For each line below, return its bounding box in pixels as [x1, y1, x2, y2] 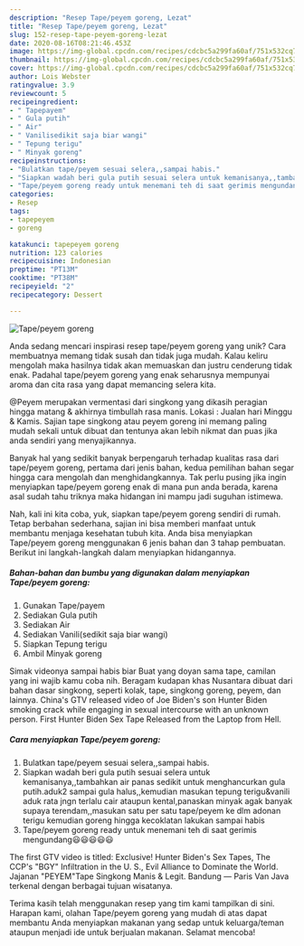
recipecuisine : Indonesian [9, 257, 111, 266]
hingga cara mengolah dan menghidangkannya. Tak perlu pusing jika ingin [9, 471, 287, 482]
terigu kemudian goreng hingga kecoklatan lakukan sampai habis [22, 815, 265, 826]
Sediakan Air [22, 619, 71, 629]
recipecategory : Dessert [9, 290, 103, 299]
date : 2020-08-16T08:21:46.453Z [9, 38, 131, 48]
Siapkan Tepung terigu [22, 639, 108, 649]
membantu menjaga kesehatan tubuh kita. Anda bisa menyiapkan [9, 527, 253, 538]
